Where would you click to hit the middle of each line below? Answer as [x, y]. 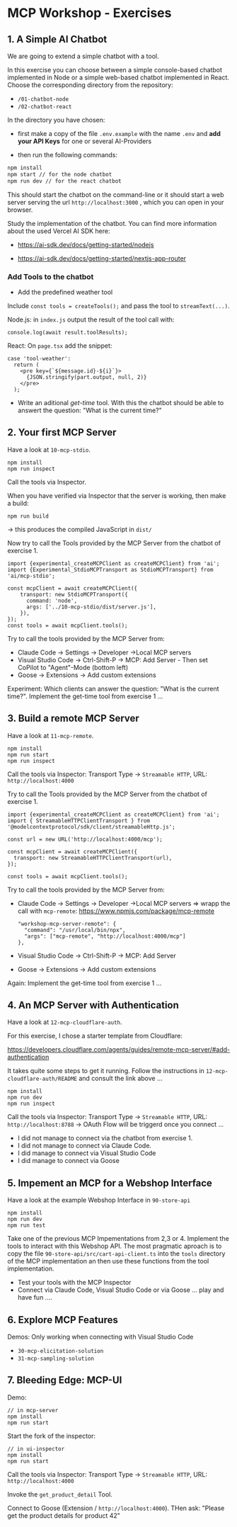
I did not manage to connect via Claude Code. [85, 1146]
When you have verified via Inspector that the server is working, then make [117, 495]
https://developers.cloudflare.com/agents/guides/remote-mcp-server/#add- [119, 1050]
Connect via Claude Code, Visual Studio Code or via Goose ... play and [121, 1290]
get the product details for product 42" [64, 1515]
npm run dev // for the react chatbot [64, 181]
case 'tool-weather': [39, 358]
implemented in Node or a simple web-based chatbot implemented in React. [118, 77]
